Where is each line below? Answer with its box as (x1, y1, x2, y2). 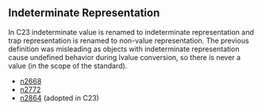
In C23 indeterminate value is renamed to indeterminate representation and (8, 27, 254, 36)
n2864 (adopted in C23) (19, 93, 99, 102)
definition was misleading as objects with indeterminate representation (8, 44, 240, 54)
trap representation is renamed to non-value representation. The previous (8, 36, 249, 45)
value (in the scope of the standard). (8, 61, 128, 70)
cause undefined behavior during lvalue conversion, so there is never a (8, 52, 241, 62)
